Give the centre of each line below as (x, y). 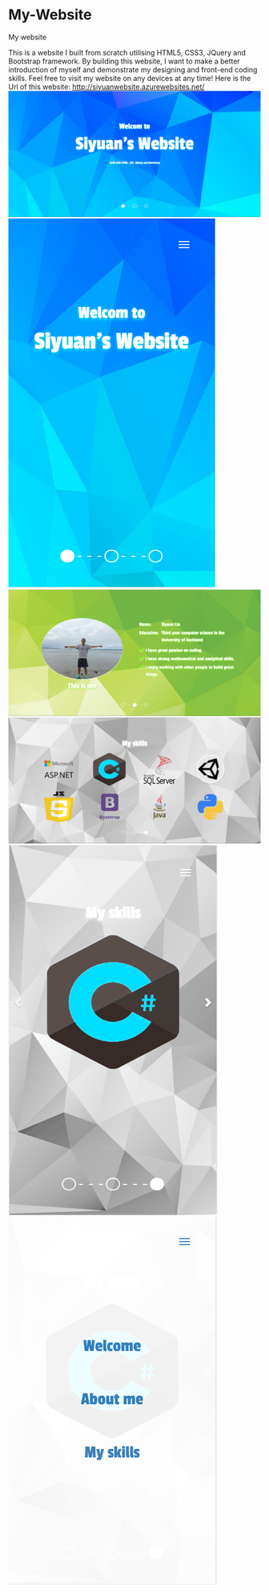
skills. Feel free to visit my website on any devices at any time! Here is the (130, 78)
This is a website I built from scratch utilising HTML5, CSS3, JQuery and (127, 52)
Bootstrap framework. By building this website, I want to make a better (124, 61)
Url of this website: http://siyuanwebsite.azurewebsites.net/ (106, 87)
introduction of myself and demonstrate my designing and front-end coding (133, 69)
